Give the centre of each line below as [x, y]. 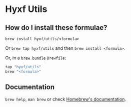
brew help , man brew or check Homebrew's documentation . [66, 99]
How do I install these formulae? [56, 28]
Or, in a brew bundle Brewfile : [36, 58]
